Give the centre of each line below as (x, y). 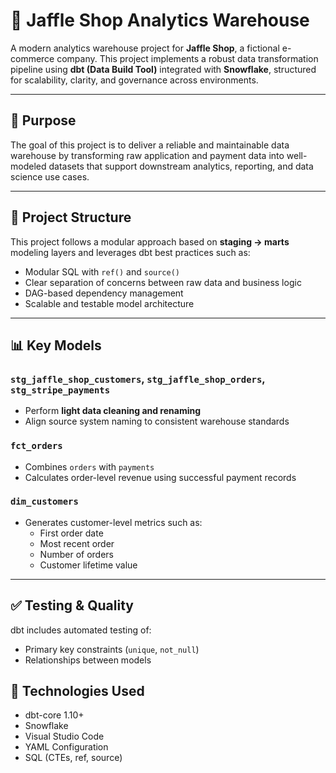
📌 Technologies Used (77, 691)
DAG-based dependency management (104, 293)
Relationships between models (88, 660)
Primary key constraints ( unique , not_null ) (112, 649)
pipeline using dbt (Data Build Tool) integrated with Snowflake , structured (163, 69)
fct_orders (36, 446)
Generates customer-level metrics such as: (113, 522)
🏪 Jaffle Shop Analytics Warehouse (160, 20)
